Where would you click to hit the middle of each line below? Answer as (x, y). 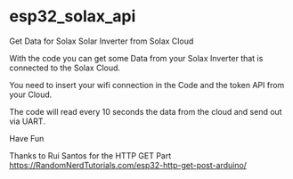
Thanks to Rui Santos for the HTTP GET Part (90, 155)
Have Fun (27, 138)
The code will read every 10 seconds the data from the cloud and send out (146, 111)
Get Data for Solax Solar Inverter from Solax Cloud (102, 41)
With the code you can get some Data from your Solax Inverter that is (136, 58)
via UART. (28, 121)
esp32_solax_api (73, 16)
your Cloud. (31, 94)
